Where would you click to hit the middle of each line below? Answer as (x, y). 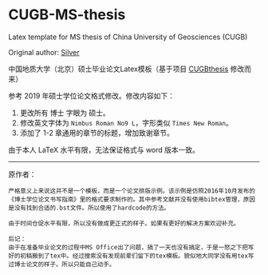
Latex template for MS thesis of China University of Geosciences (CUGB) (128, 37)
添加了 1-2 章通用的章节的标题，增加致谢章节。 (97, 133)
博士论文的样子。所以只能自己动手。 (65, 264)
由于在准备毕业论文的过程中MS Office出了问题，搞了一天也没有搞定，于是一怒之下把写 (131, 247)
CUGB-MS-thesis (67, 15)
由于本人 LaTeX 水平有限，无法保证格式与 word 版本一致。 (104, 149)
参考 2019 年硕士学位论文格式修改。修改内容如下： (92, 96)
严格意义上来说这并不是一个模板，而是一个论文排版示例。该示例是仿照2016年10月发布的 (132, 191)
